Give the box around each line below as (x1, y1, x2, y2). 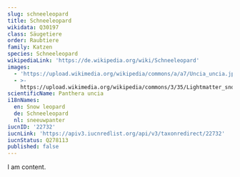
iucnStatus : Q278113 (7, 136, 69, 143)
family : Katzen (7, 44, 53, 51)
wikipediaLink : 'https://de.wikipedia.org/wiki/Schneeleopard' (7, 57, 200, 64)
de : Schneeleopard (14, 110, 69, 117)
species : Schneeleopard (7, 51, 79, 58)
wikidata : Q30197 (7, 24, 59, 31)
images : (7, 64, 31, 71)
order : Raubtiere (7, 37, 59, 44)
